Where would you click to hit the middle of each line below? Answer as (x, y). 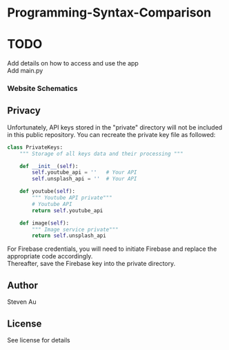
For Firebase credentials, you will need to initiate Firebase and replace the (112, 249)
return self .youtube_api (68, 210)
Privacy (24, 111)
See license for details (39, 340)
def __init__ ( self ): (49, 166)
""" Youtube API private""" (72, 198)
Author (22, 285)
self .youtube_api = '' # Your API (84, 173)
